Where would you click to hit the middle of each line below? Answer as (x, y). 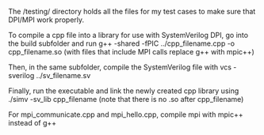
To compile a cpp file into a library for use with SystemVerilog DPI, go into (128, 35)
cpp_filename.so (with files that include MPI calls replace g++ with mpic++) (132, 52)
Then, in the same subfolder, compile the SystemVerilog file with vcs (120, 67)
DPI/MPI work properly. (46, 20)
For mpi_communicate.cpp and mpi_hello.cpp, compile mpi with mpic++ (126, 114)
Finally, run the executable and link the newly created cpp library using (124, 91)
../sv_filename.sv (63, 75)
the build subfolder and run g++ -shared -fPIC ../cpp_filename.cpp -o (122, 43)
